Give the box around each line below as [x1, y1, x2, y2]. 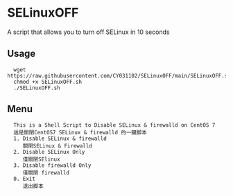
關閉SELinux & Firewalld [22, 142, 92, 150]
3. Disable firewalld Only [13, 161, 92, 169]
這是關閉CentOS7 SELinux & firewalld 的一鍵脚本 [13, 129, 147, 136]
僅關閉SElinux [22, 156, 60, 163]
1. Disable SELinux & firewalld [13, 135, 107, 142]
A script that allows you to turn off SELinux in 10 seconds [7, 28, 170, 36]
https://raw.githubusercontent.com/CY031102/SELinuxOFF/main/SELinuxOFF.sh [7, 72, 231, 79]
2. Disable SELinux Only [13, 148, 85, 155]
